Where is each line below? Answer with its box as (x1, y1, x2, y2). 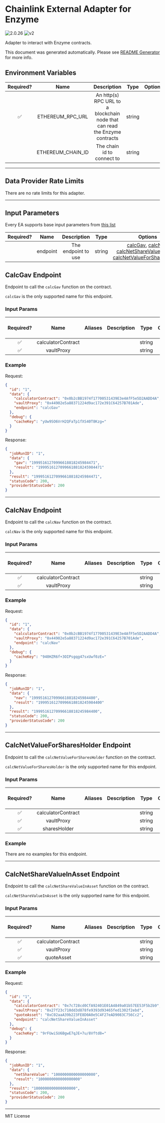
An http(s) (95, 91, 119, 98)
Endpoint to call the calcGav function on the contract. (5, 284, 112, 290)
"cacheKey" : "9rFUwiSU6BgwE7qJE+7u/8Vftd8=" (14, 1031, 107, 1036)
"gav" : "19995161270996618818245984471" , (14, 460, 100, 465)
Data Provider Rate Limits (5, 177, 84, 185)
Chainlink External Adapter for (5, 3, 132, 15)
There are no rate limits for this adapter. (5, 190, 85, 196)
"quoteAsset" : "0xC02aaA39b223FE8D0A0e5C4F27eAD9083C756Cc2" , (14, 1012, 144, 1018)
